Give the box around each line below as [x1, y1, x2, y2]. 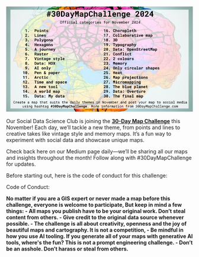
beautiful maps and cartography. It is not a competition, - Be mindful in [6, 226, 184, 233]
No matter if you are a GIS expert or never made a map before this [6, 195, 171, 202]
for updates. [6, 160, 36, 168]
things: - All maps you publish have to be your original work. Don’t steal [6, 207, 185, 214]
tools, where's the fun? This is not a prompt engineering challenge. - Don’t [6, 239, 193, 246]
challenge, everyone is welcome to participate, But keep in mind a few [6, 201, 182, 208]
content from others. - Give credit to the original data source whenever [6, 214, 184, 221]
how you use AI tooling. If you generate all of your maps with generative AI [6, 232, 193, 240]
